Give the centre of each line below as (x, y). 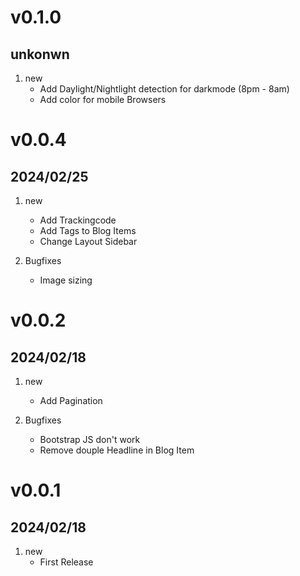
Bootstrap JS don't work (90, 439)
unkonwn (40, 54)
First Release (66, 562)
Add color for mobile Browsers (103, 99)
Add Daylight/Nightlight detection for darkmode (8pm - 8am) (164, 89)
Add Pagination (71, 400)
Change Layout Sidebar (88, 241)
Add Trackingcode (78, 220)
